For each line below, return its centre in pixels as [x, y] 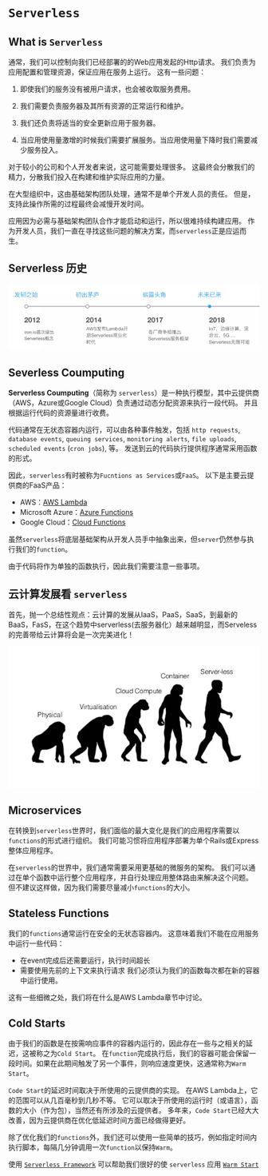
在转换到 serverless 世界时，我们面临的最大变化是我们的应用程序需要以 [124, 831]
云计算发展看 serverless [68, 594]
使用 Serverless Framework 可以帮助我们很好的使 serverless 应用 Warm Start [134, 1164]
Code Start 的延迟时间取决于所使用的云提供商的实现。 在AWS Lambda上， [130, 1090]
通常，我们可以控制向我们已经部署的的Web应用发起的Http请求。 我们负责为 [132, 62]
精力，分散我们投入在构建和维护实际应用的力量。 [89, 177]
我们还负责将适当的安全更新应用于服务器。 [90, 123]
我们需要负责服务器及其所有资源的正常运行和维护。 [104, 106]
